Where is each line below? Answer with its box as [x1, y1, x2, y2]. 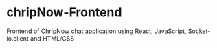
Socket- [187, 27, 211, 35]
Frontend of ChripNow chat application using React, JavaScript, [6, 27, 187, 35]
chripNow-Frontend [6, 5, 122, 20]
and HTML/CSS [30, 34, 75, 42]
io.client [6, 34, 29, 42]
